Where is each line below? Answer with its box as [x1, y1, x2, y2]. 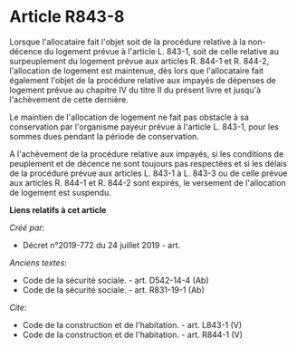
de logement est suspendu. [9, 187, 111, 198]
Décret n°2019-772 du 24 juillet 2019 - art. [22, 239, 181, 250]
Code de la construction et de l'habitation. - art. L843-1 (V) [22, 319, 243, 330]
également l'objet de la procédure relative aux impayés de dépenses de [9, 74, 276, 85]
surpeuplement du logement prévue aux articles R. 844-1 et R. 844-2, [9, 55, 270, 66]
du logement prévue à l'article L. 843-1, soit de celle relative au [43, 45, 279, 56]
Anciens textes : [9, 256, 68, 268]
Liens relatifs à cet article [9, 204, 107, 215]
